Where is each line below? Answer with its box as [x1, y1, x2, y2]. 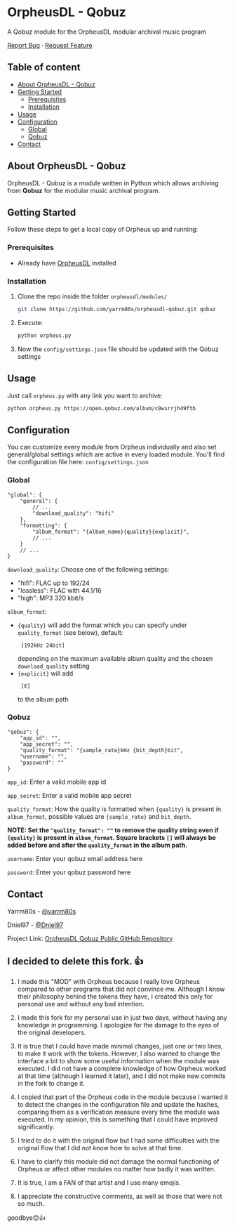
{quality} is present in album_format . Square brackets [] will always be [7, 833, 216, 841]
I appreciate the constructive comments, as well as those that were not [17, 1192, 222, 1201]
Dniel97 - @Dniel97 [7, 921, 64, 929]
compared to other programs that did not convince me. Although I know [17, 985, 225, 994]
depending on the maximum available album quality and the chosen [17, 654, 213, 662]
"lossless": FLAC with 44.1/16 [17, 586, 102, 594]
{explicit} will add [17, 669, 74, 678]
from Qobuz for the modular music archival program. [7, 186, 160, 195]
